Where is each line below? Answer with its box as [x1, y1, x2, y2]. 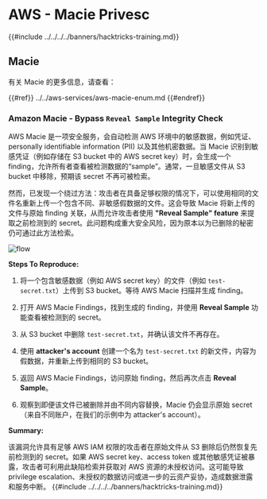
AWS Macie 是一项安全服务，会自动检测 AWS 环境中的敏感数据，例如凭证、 [8, 132, 256, 141]
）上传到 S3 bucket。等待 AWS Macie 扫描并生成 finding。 [55, 286, 248, 296]
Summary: [8, 426, 44, 435]
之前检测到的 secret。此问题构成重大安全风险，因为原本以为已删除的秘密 [14, 219, 254, 228]
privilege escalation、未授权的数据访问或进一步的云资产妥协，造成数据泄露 [8, 472, 253, 482]
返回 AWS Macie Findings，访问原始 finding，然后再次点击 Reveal [19, 373, 237, 383]
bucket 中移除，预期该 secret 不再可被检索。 [8, 172, 155, 181]
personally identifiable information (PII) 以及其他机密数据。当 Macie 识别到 [8, 141, 252, 152]
